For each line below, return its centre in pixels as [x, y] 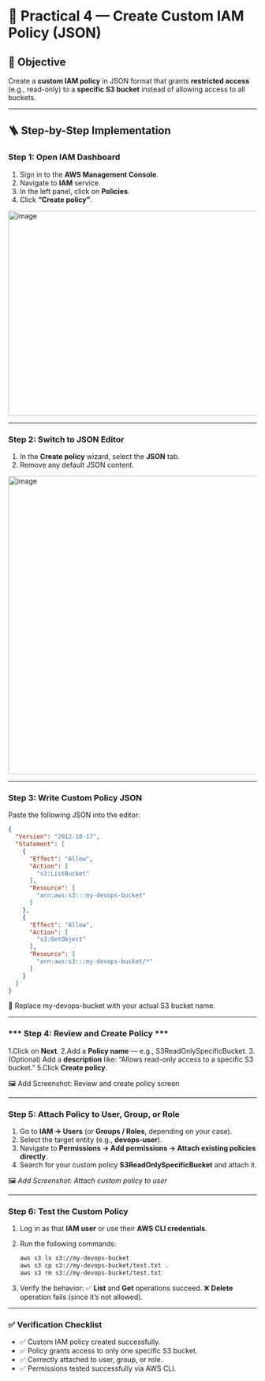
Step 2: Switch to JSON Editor [66, 439]
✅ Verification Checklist [55, 1324]
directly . [34, 1156]
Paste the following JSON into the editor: [74, 815]
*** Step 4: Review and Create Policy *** [88, 1034]
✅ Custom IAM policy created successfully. [90, 1342]
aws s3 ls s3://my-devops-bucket [75, 1258]
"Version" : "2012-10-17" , [58, 837]
